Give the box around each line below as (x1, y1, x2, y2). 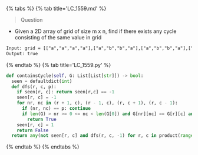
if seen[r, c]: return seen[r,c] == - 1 (16, 89, 115, 95)
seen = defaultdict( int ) (11, 78, 72, 84)
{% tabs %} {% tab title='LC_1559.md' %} (6, 5, 107, 12)
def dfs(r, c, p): (11, 83, 57, 90)
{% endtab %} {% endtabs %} (6, 143, 80, 150)
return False (16, 127, 49, 133)
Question (20, 16, 43, 23)
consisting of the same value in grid (14, 34, 102, 41)
